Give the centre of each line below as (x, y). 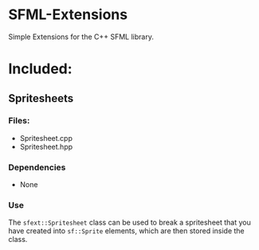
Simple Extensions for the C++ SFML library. (81, 37)
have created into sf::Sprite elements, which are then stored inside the (126, 231)
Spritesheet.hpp (46, 146)
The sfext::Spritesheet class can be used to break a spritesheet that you (129, 223)
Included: (41, 69)
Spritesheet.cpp (46, 138)
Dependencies (37, 167)
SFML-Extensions (68, 15)
